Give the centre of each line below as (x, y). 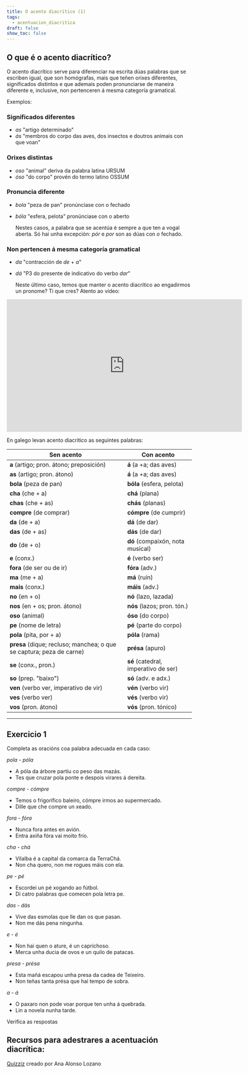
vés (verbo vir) (148, 698)
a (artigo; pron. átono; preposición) (58, 465)
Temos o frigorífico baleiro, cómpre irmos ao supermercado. (88, 800)
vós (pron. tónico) (152, 707)
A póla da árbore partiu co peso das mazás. (68, 771)
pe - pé (16, 876)
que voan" (28, 143)
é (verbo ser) (145, 559)
